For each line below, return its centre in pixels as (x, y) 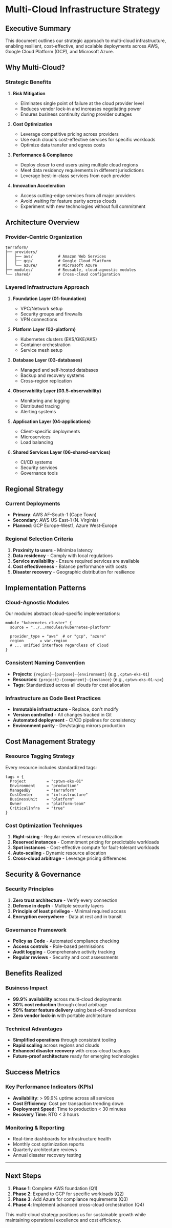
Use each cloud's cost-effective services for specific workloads (88, 139)
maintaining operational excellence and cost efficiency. (63, 1220)
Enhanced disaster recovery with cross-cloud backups (71, 1050)
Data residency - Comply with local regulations (63, 555)
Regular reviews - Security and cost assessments (66, 957)
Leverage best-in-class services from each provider (75, 176)
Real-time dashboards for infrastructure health (62, 1138)
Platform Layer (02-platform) (44, 329)
